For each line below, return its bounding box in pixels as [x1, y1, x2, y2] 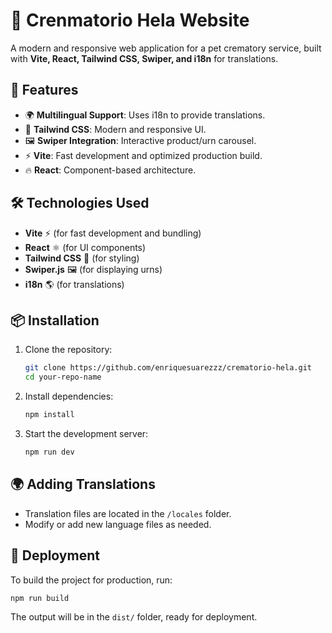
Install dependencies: [24, 390, 114, 403]
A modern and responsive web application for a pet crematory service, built [10, 42, 322, 54]
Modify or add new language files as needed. [24, 518, 212, 530]
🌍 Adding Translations [10, 476, 156, 493]
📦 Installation [10, 312, 100, 329]
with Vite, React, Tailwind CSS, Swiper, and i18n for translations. [10, 52, 279, 64]
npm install [24, 410, 75, 420]
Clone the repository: [24, 344, 113, 356]
